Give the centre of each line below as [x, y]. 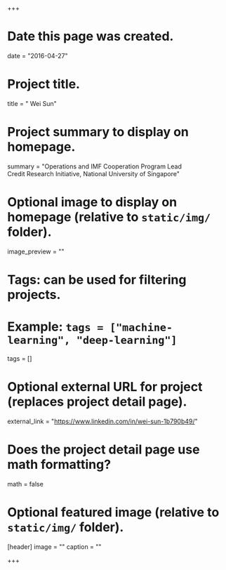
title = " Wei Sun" [32, 103]
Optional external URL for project [105, 387]
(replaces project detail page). [97, 402]
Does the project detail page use [104, 449]
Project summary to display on [98, 132]
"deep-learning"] [127, 341]
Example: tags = [55, 327]
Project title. [44, 84]
